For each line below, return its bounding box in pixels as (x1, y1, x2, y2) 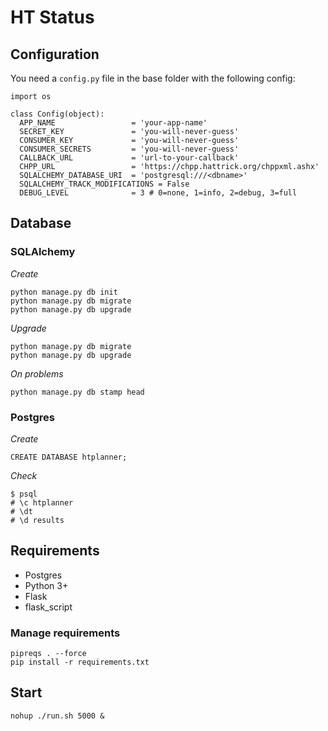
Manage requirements (10, 626, 121, 640)
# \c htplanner (10, 497, 74, 508)
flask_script (24, 601, 73, 613)
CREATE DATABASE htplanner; (10, 452, 128, 462)
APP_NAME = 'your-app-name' (19, 118, 208, 128)
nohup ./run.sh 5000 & (10, 711, 105, 721)
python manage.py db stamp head (10, 387, 145, 397)
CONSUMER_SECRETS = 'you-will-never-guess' (19, 144, 240, 154)
